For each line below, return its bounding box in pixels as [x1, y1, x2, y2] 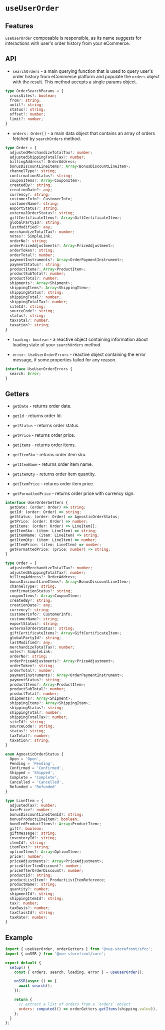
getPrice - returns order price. [12, 432, 75, 438]
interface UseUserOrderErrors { [5, 366, 72, 371]
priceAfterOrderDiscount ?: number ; [9, 868, 84, 873]
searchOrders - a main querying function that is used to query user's [12, 68, 153, 74]
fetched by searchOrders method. [12, 136, 81, 142]
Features [5, 22, 33, 30]
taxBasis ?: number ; [9, 905, 50, 911]
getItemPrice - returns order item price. [12, 481, 94, 487]
